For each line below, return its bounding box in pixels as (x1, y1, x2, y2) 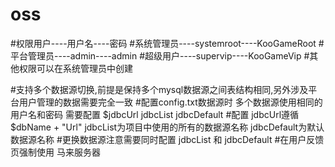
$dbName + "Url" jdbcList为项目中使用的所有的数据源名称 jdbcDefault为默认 (10, 121, 325, 133)
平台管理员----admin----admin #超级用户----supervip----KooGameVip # (10, 49, 310, 62)
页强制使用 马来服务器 (10, 146, 101, 158)
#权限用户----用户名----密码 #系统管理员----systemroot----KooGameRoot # (10, 37, 325, 49)
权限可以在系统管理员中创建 (18, 62, 133, 74)
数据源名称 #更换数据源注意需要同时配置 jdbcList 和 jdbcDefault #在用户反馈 (10, 133, 325, 145)
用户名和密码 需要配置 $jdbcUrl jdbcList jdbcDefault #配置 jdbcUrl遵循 (10, 108, 300, 120)
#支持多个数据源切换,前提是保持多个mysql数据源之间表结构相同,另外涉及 (10, 83, 309, 95)
